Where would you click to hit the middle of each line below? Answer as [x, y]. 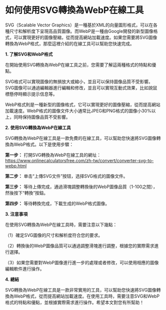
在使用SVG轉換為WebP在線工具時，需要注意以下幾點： [61, 224]
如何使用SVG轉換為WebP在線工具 [75, 10]
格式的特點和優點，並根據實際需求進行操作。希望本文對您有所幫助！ [75, 302]
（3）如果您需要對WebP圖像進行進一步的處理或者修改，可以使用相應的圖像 [82, 262]
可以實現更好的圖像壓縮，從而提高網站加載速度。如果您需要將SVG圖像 [85, 37]
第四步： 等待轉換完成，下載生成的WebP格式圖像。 [57, 203]
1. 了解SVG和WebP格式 [29, 54]
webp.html [16, 166]
